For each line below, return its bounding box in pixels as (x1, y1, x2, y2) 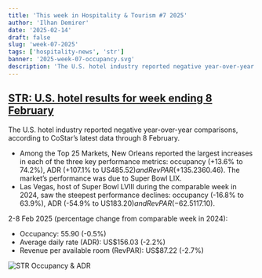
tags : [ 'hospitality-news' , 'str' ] (8, 48, 125, 56)
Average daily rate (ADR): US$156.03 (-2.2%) (19, 237, 166, 247)
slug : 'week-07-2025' (8, 41, 79, 49)
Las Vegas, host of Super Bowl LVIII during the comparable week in (19, 181, 237, 191)
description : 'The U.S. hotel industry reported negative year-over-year (8, 63, 255, 71)
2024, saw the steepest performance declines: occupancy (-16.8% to (19, 190, 245, 199)
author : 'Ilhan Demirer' (8, 19, 89, 27)
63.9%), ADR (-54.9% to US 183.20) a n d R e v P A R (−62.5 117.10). (19, 198, 216, 208)
